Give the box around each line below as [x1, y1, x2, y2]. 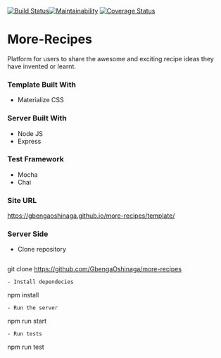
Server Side [7, 229, 49, 239]
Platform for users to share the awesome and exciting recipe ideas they [7, 54, 215, 63]
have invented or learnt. [7, 62, 76, 70]
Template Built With [7, 80, 76, 89]
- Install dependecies [7, 278, 74, 285]
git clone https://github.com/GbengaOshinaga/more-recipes [7, 265, 182, 273]
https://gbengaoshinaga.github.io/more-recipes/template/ [7, 211, 175, 220]
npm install [7, 291, 39, 300]
